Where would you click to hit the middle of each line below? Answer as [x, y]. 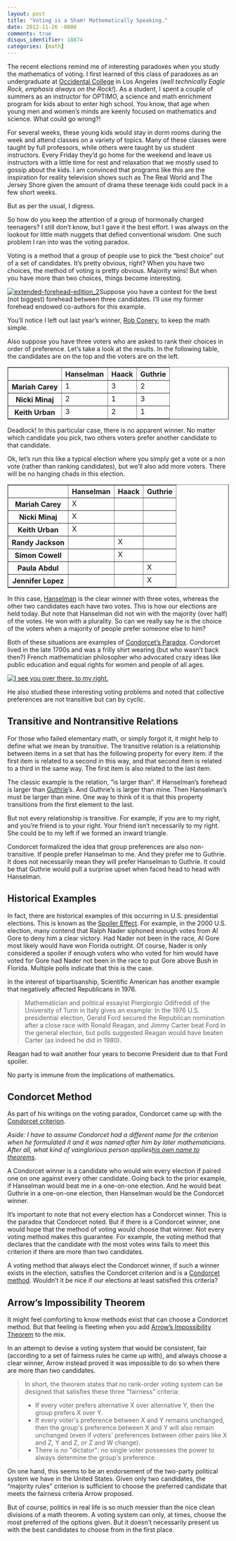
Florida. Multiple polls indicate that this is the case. [81, 968]
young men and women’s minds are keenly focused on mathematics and [112, 111]
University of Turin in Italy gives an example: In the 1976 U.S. [112, 1010]
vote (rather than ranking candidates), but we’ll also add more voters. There [117, 466]
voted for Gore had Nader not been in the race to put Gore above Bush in [113, 960]
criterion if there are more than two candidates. [76, 1252]
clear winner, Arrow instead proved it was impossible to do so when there [113, 1363]
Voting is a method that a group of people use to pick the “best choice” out [116, 255]
